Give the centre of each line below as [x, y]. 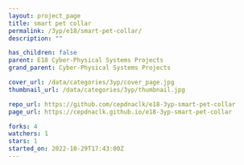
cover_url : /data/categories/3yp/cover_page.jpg [91, 82]
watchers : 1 [28, 134]
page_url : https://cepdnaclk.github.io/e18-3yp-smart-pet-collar [120, 112]
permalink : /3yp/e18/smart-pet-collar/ [75, 31]
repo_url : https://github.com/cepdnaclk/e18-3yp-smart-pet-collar [122, 104]
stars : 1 [23, 142]
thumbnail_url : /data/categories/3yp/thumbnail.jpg [97, 89]
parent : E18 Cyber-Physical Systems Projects [86, 60]
